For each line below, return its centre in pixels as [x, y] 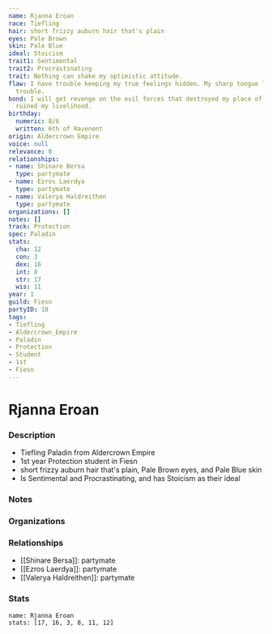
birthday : [25, 114]
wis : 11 [29, 287]
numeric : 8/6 [38, 121]
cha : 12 [29, 249]
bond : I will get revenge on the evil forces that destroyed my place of [136, 99]
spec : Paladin [32, 234]
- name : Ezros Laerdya [47, 182]
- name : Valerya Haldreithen [57, 196]
